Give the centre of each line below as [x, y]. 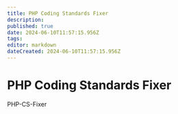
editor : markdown [32, 45]
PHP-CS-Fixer [27, 104]
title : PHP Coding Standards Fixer [58, 13]
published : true [30, 26]
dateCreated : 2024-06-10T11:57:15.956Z [64, 52]
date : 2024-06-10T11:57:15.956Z [53, 32]
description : [26, 20]
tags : [15, 39]
